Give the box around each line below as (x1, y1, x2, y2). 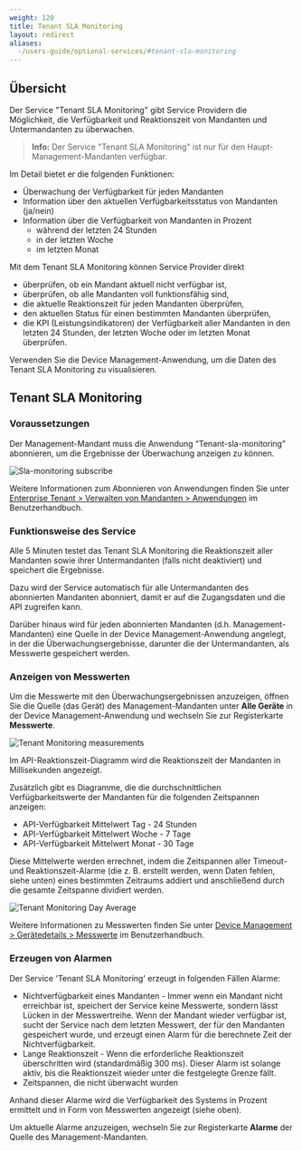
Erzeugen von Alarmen (9, 953, 113, 965)
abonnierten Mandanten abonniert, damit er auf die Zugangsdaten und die (9, 591, 286, 603)
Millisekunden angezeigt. (9, 765, 102, 776)
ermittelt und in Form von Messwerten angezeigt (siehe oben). (9, 1104, 242, 1115)
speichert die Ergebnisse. (9, 564, 105, 575)
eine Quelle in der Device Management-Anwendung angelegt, (56, 628, 287, 639)
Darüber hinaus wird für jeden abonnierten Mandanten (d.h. (9, 618, 231, 630)
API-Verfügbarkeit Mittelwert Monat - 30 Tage (22, 838, 194, 849)
